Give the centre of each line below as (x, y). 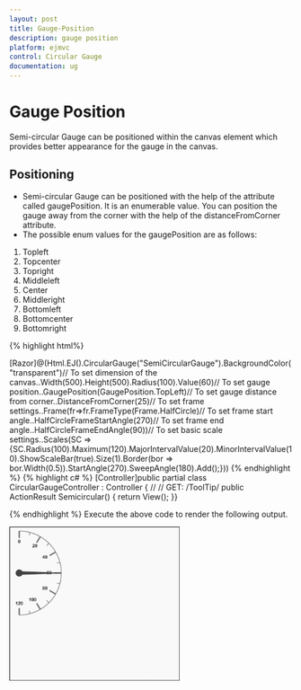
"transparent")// (39, 372)
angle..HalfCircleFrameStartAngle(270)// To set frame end (117, 420)
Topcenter (41, 261)
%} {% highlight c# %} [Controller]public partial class (108, 477)
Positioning (42, 175)
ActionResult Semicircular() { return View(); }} (93, 496)
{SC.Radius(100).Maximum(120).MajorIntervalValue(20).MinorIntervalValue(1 (150, 448)
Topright (38, 270)
